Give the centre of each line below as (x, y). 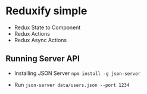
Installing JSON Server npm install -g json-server (77, 73)
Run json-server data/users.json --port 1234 (72, 84)
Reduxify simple (46, 11)
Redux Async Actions (40, 40)
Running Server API (43, 59)
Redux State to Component (47, 27)
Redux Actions (32, 33)
